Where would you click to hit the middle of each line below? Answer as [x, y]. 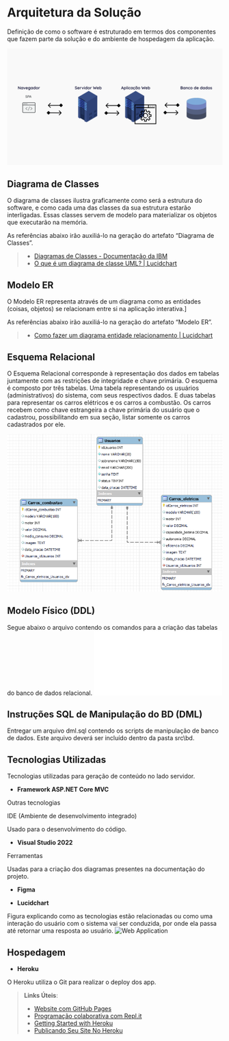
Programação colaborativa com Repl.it [88, 1016]
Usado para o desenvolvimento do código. [67, 829]
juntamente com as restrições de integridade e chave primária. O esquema [112, 381]
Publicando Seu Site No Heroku [78, 1031]
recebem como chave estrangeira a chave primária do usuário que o [104, 410]
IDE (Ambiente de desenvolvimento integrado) [72, 816]
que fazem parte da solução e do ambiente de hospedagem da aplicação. [111, 38]
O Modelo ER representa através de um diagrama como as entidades [104, 302]
